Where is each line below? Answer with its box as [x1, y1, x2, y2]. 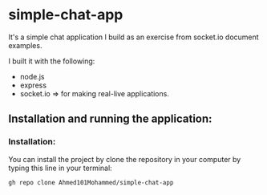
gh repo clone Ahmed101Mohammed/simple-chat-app [8, 178, 174, 186]
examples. [8, 40, 42, 50]
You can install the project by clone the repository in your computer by [8, 154, 241, 164]
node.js [19, 71, 46, 81]
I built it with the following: [8, 56, 95, 66]
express [19, 80, 47, 90]
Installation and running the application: [8, 112, 212, 126]
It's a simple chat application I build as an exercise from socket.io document [8, 32, 259, 42]
